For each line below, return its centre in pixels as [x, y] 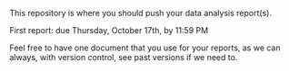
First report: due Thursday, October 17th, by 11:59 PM [109, 30]
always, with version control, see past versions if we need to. [124, 57]
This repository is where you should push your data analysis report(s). [141, 13]
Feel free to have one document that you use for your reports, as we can [145, 48]
